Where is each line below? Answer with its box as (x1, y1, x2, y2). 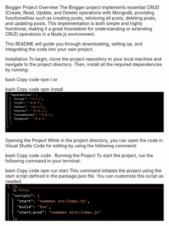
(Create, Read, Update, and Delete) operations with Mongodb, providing (5, 10, 154, 16)
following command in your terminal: (5, 157, 81, 163)
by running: (5, 67, 29, 73)
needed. (5, 178, 23, 184)
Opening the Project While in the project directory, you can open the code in (5, 137, 163, 143)
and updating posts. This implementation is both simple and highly (5, 20, 143, 26)
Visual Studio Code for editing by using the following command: (5, 142, 137, 148)
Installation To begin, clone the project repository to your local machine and (5, 56, 162, 62)
